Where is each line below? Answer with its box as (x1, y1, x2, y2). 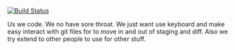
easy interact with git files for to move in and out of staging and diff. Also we (7, 28, 229, 35)
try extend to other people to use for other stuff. (7, 35, 146, 43)
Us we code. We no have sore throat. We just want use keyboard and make (7, 20, 225, 28)
